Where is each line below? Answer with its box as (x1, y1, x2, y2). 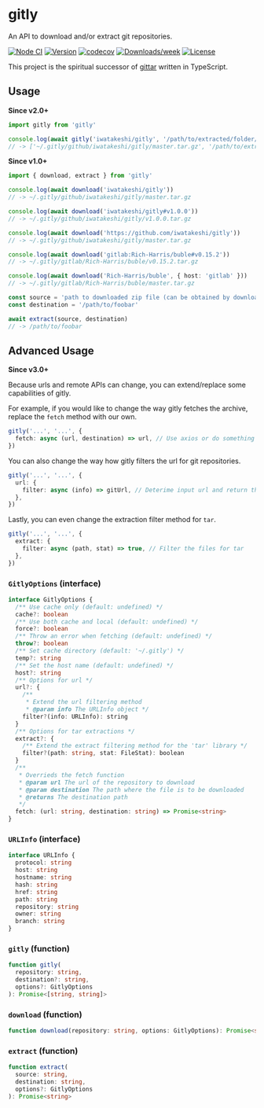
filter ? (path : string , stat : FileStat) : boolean (22, 749, 185, 757)
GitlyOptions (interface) (8, 578, 101, 589)
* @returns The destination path (18, 793, 128, 801)
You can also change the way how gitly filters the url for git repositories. (8, 456, 241, 466)
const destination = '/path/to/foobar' (8, 300, 139, 308)
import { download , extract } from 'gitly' (8, 171, 153, 180)
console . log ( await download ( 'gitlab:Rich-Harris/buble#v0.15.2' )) (8, 250, 230, 259)
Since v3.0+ (8, 365, 49, 374)
